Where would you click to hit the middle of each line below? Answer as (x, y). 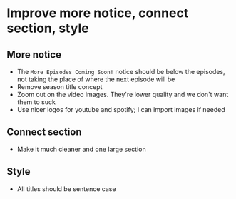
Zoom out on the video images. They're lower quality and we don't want (123, 95)
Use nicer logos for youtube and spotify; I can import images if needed (121, 109)
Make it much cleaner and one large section (82, 149)
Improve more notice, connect (98, 13)
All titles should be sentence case (66, 189)
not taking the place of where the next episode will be (96, 79)
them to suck (36, 102)
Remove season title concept (60, 87)
